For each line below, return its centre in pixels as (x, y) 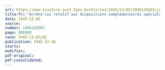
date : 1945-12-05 (23, 19)
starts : (13, 46)
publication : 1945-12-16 (30, 42)
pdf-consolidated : (24, 60)
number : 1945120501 (25, 28)
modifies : (15, 51)
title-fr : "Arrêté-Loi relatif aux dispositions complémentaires (73, 14)
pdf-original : (20, 55)
